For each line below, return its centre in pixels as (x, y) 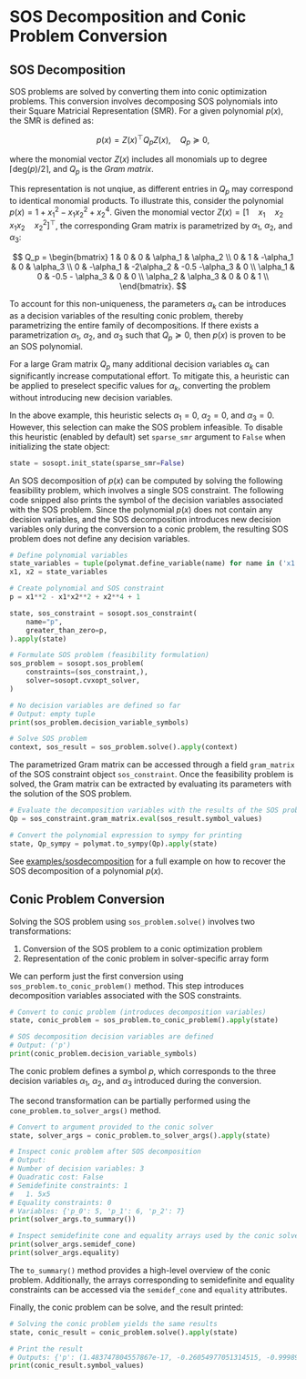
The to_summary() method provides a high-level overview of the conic (140, 1270)
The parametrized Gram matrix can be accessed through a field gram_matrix (152, 765)
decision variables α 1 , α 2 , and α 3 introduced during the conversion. (136, 1082)
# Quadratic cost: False (56, 1177)
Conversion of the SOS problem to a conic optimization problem (143, 948)
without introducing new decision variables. (91, 397)
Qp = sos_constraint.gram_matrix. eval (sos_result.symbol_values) (136, 819)
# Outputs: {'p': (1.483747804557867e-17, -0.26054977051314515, (136, 1357)
